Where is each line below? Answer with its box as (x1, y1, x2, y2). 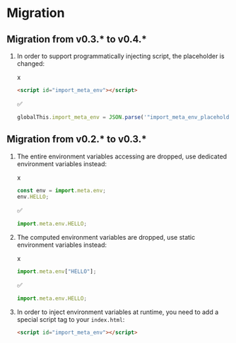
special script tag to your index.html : (16, 315, 125, 323)
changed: (16, 59, 45, 68)
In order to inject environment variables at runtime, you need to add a (16, 308, 219, 316)
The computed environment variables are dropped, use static (16, 233, 196, 242)
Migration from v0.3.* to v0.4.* (6, 33, 147, 45)
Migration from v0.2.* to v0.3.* (6, 133, 147, 146)
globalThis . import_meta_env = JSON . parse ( (16, 113, 144, 121)
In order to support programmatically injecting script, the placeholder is (16, 52, 225, 60)
